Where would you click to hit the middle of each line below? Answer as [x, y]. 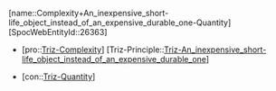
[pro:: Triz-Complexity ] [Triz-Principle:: [93, 50]
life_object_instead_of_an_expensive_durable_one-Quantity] [120, 23]
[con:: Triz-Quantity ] [58, 77]
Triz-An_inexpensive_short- [215, 50]
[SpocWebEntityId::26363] [58, 32]
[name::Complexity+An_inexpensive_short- [89, 13]
